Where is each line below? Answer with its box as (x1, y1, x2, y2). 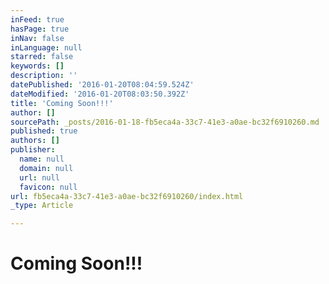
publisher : (10, 145, 56, 155)
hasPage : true (10, 24, 70, 34)
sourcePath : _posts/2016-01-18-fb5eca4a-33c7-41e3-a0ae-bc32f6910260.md (10, 117, 320, 127)
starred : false (10, 52, 74, 62)
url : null (19, 172, 60, 183)
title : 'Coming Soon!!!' (10, 98, 114, 108)
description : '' (10, 71, 78, 81)
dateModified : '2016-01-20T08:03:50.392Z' (10, 89, 190, 99)
